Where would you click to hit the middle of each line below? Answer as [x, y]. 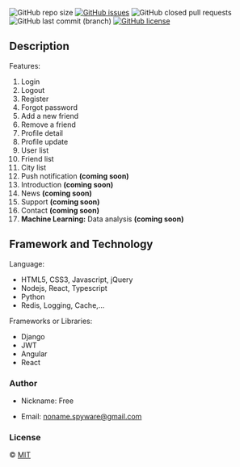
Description [39, 46]
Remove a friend [48, 124]
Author [23, 383]
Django [33, 336]
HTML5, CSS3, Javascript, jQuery [77, 280]
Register [35, 99]
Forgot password [49, 107]
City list [34, 167]
